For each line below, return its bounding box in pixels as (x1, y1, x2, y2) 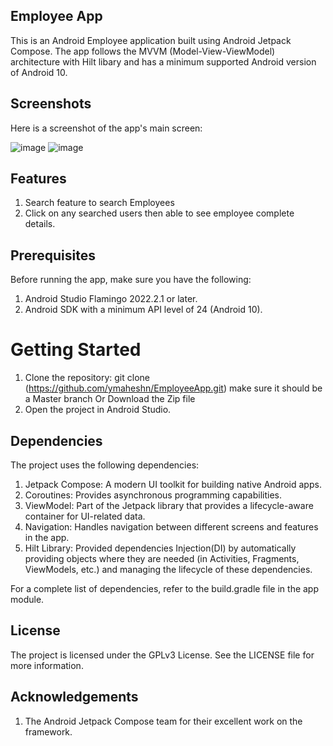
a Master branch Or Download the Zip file (24, 393, 196, 405)
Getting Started (10, 339, 142, 361)
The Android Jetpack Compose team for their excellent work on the (24, 715, 303, 727)
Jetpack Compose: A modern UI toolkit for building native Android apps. (24, 479, 322, 490)
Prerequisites (10, 247, 96, 264)
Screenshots (10, 95, 92, 113)
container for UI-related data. (24, 510, 146, 522)
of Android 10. (10, 66, 68, 78)
